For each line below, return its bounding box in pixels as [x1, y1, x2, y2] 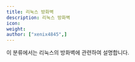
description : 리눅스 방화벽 [6, 15, 71, 21]
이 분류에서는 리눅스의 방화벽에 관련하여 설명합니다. [6, 49, 129, 57]
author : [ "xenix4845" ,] [6, 32, 67, 38]
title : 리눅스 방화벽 [6, 9, 54, 15]
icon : [6, 20, 20, 26]
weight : [6, 26, 26, 32]
